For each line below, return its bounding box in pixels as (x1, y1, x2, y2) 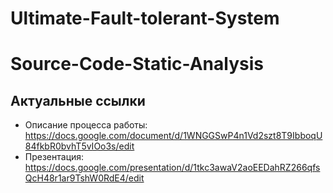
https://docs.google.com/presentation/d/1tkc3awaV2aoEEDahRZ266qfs (24, 162, 321, 174)
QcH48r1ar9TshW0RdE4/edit (24, 172, 145, 184)
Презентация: (24, 151, 85, 163)
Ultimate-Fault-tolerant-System (10, 7, 280, 30)
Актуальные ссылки (10, 92, 146, 109)
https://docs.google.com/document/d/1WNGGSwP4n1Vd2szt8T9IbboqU (24, 130, 323, 142)
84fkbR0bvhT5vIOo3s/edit (24, 140, 135, 152)
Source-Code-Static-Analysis (10, 53, 264, 76)
